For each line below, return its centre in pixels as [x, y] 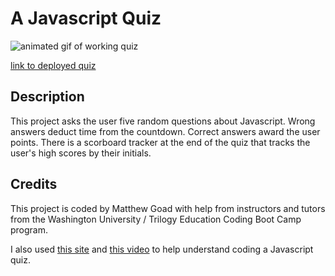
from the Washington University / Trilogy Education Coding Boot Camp [156, 219]
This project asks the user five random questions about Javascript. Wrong [163, 121]
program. [29, 229]
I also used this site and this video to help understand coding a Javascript [162, 249]
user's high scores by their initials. [81, 153]
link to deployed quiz [53, 65]
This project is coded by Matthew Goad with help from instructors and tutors [168, 208]
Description [47, 97]
